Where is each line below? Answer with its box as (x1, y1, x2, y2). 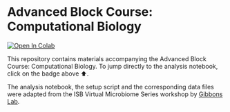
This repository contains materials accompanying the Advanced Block (7, 54, 207, 63)
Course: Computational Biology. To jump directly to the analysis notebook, (7, 62, 218, 70)
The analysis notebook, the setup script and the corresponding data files (7, 82, 214, 91)
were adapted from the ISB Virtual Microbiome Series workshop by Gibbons (7, 90, 223, 98)
